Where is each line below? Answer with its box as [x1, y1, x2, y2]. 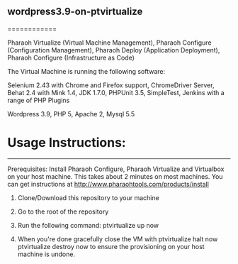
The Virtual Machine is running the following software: [7, 67, 166, 75]
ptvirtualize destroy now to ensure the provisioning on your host [17, 242, 205, 251]
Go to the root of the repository [17, 207, 109, 216]
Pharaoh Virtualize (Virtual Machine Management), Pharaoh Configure [7, 38, 212, 47]
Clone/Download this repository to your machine [17, 193, 159, 202]
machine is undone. [17, 250, 76, 258]
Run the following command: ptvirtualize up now [17, 221, 159, 229]
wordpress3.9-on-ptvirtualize [7, 6, 143, 18]
